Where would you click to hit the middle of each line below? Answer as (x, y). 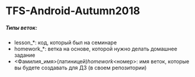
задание (25, 55)
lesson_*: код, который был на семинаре (65, 43)
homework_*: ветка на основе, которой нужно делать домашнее (95, 49)
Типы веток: (22, 27)
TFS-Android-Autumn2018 (73, 11)
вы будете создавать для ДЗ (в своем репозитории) (80, 68)
